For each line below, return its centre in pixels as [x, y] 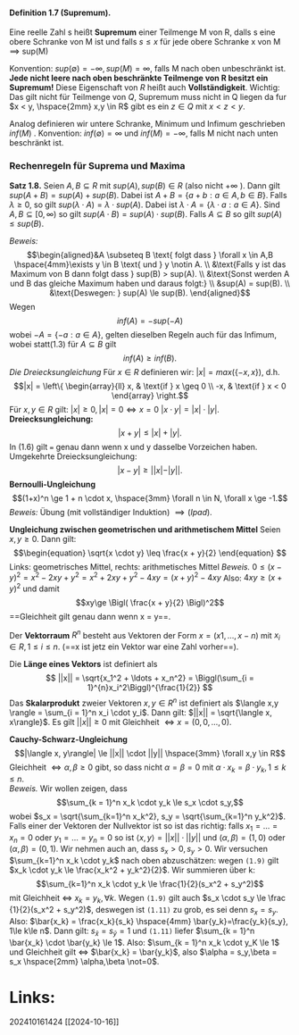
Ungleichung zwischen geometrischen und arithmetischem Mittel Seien [145, 529]
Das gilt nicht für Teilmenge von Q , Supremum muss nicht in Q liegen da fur [148, 97]
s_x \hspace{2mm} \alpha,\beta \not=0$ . [84, 961]
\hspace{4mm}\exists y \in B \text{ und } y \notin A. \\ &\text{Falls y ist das [150, 264]
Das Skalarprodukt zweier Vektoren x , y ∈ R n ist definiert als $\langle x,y [144, 702]
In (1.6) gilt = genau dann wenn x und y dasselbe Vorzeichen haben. [133, 447]
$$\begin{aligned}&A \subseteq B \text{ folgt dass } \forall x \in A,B [150, 255]
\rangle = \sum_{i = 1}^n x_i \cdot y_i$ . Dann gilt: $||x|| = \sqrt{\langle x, [141, 712]
